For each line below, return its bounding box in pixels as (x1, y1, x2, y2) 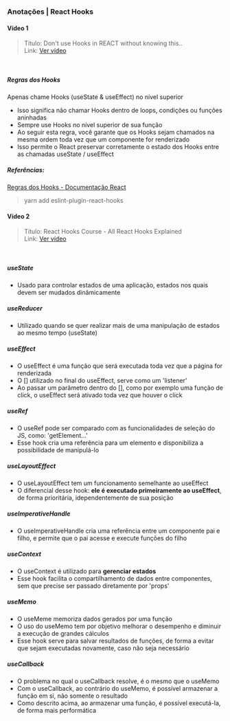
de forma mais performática (16, 706, 96, 714)
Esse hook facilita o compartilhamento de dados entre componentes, (16, 575, 213, 583)
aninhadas (16, 113, 47, 122)
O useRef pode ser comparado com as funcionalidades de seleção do (16, 424, 215, 432)
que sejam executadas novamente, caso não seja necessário (16, 644, 190, 652)
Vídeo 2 (7, 212, 30, 220)
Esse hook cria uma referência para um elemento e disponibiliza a (16, 439, 204, 447)
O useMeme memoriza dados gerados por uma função (16, 615, 173, 623)
